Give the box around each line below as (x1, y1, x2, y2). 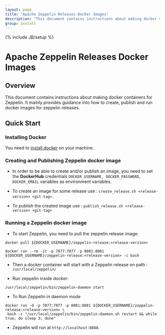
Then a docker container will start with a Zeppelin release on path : (12, 261, 148, 267)
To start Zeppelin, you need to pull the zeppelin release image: (12, 231, 139, 236)
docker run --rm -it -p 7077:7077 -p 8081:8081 (5, 249, 105, 254)
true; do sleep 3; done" (5, 316, 56, 321)
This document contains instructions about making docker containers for (5, 94, 153, 101)
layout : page (5, 7, 32, 12)
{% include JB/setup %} (5, 34, 54, 40)
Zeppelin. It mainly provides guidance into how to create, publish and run (5, 100, 153, 105)
